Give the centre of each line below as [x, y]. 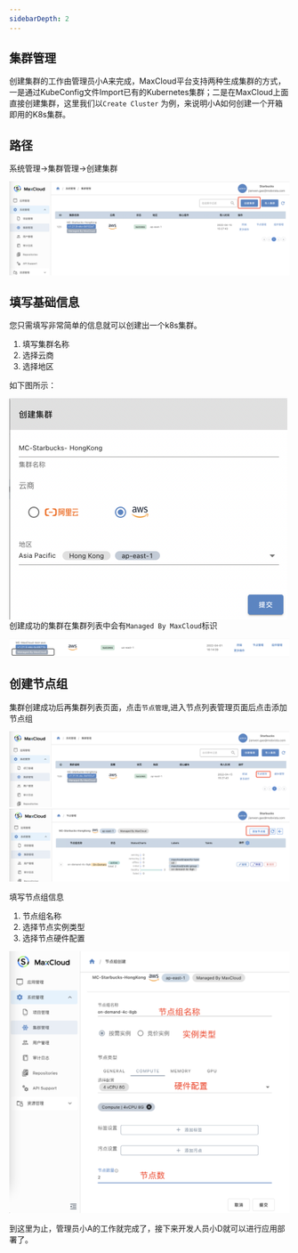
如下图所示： [32, 385]
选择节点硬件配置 [53, 938]
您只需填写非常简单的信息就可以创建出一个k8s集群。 [105, 326]
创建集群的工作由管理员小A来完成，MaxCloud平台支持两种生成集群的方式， [148, 81]
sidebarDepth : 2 [39, 19]
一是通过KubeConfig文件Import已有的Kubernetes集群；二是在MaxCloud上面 [149, 93]
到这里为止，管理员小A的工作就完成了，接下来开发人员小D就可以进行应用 [143, 1228]
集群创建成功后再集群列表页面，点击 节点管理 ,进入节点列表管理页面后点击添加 [148, 707]
